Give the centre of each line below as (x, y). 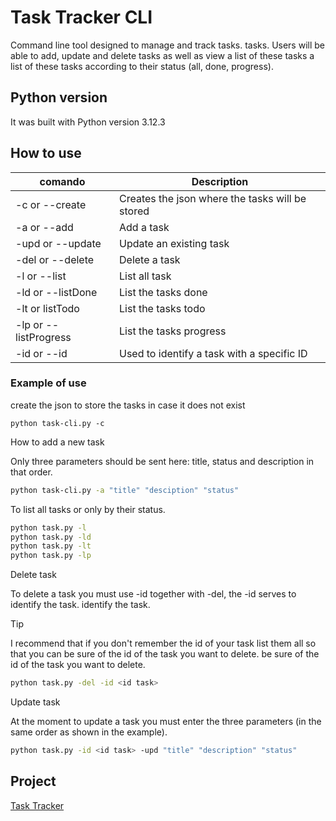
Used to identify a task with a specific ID (213, 353)
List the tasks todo (162, 308)
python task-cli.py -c (57, 423)
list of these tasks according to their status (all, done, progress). (142, 66)
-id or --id (41, 353)
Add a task (144, 227)
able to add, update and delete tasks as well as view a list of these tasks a (162, 55)
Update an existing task (174, 243)
